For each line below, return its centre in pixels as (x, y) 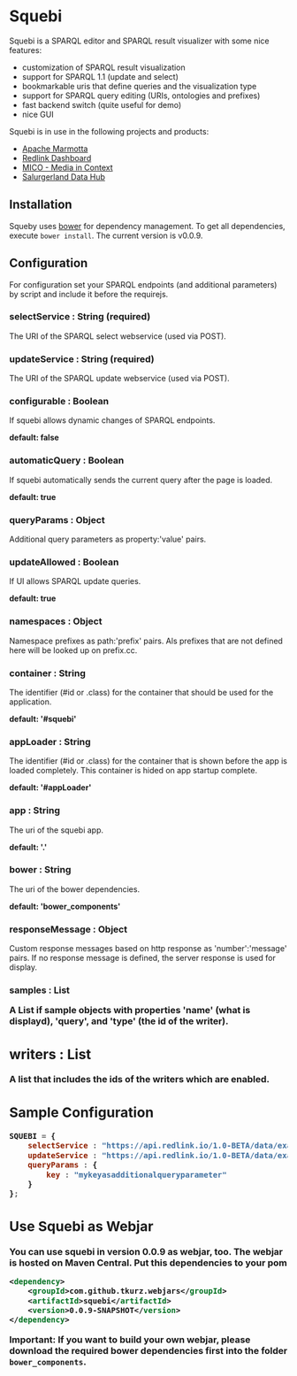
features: (26, 50)
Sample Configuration (82, 1112)
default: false (34, 438)
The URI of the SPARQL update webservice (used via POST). (119, 379)
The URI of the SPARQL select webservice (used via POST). (118, 336)
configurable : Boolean (59, 402)
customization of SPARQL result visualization (103, 67)
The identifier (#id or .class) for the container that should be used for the (141, 692)
